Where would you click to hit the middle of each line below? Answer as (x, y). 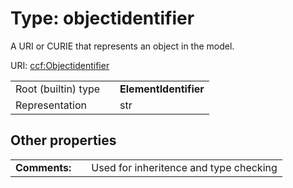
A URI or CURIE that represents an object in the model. (122, 46)
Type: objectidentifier (102, 18)
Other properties (63, 140)
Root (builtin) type (58, 89)
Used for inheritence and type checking (184, 167)
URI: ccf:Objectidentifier (60, 65)
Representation (51, 105)
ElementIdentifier (162, 89)
